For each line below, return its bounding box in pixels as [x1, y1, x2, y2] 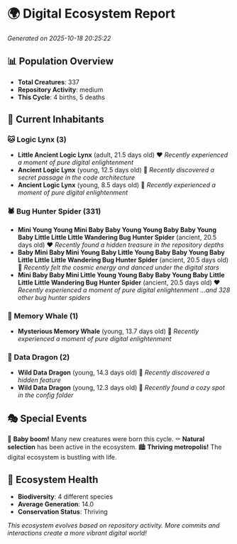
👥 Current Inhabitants [7, 113, 104, 126]
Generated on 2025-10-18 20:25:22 [7, 33, 111, 43]
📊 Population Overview [7, 55, 114, 67]
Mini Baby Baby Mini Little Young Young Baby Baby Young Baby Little [17, 270, 225, 279]
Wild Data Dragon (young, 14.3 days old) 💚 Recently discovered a [17, 368, 210, 377]
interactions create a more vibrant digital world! [7, 528, 147, 537]
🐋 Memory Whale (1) [7, 311, 79, 321]
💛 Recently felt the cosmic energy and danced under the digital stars [17, 263, 220, 272]
